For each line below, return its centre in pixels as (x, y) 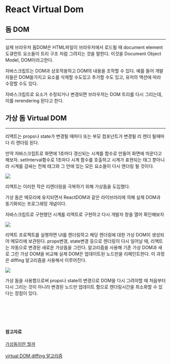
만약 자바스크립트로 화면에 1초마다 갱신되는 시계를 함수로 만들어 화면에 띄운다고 (83, 153)
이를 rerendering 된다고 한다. (35, 101)
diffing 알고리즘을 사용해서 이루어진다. (49, 260)
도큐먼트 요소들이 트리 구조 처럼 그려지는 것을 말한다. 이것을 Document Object (83, 54)
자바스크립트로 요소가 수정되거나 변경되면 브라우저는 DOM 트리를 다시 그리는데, (84, 94)
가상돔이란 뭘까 (20, 344)
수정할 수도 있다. (22, 83)
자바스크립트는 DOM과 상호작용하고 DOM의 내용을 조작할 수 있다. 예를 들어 (80, 71)
